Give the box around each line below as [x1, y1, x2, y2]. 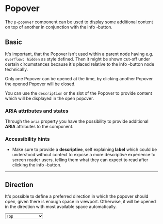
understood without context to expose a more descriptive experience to [12, 152, 156, 158]
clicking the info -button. [12, 162, 62, 168]
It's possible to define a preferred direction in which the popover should [5, 194, 148, 199]
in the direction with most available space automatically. [5, 204, 117, 209]
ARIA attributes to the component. [5, 124, 74, 130]
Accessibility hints [5, 135, 50, 142]
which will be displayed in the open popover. [5, 95, 94, 101]
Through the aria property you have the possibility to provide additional [5, 119, 149, 124]
